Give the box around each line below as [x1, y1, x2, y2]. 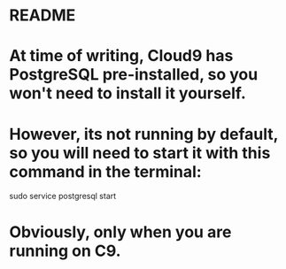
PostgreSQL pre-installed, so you [9, 65, 259, 85]
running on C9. [9, 241, 121, 261]
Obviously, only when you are [9, 222, 232, 242]
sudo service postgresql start [9, 191, 117, 202]
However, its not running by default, [9, 124, 279, 144]
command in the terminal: [9, 161, 202, 181]
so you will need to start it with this [9, 142, 271, 163]
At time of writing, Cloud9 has [9, 46, 234, 66]
